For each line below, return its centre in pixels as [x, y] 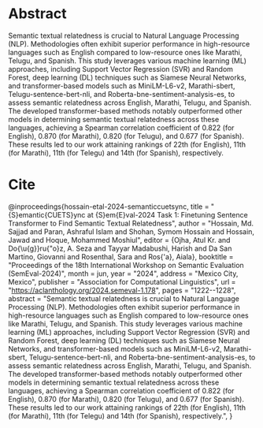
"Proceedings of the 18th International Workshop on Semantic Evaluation [126, 265]
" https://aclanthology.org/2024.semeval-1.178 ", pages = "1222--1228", [122, 290]
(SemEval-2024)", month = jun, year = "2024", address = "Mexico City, [123, 274]
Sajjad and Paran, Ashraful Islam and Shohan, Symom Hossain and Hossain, [131, 231]
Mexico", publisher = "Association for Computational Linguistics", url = [122, 281]
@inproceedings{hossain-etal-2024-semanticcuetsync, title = [109, 207]
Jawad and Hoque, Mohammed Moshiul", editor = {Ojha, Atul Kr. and [119, 240]
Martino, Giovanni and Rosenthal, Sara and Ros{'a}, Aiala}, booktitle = [121, 256]
